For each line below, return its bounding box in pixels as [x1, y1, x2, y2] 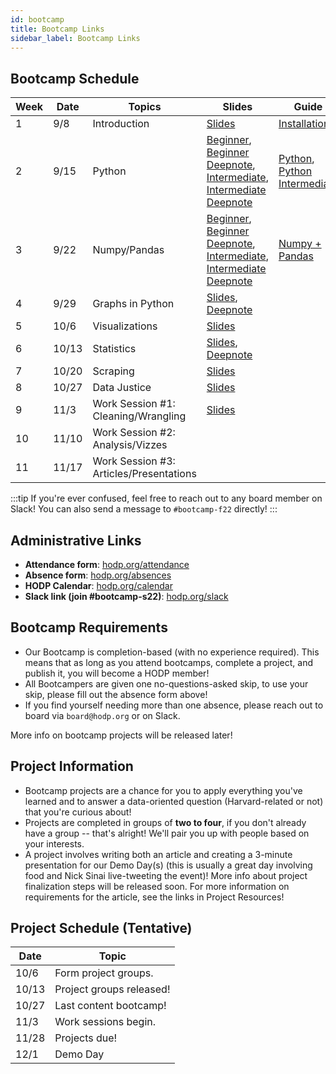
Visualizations [92, 319, 158, 333]
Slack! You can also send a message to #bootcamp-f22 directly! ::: [10, 503, 278, 515]
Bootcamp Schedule [10, 70, 140, 87]
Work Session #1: [92, 397, 176, 411]
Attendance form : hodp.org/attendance [24, 559, 190, 570]
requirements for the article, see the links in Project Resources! [24, 891, 285, 903]
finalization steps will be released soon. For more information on [24, 880, 290, 892]
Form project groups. [54, 966, 154, 980]
